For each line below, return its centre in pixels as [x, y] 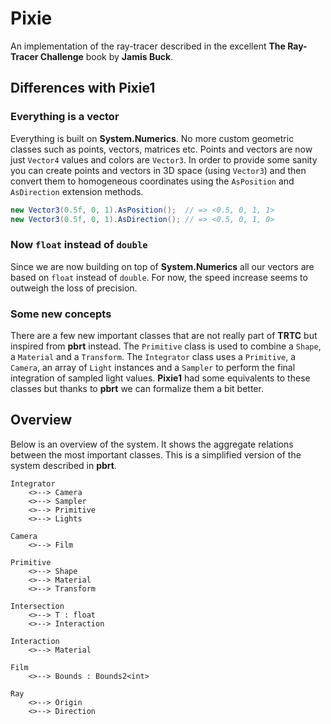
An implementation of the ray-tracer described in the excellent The [148, 46]
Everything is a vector [65, 117]
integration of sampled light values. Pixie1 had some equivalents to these [160, 378]
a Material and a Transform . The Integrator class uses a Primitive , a [153, 356]
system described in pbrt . [64, 465]
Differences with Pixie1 [83, 88]
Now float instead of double [79, 245]
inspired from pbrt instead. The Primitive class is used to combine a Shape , [166, 346]
